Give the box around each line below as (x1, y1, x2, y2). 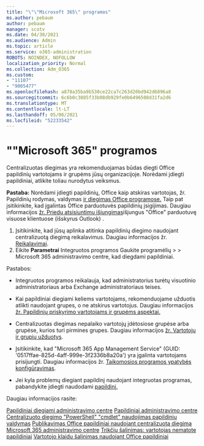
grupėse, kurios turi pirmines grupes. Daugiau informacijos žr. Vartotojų (15, 326, 196, 334)
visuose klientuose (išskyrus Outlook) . (6, 215, 104, 223)
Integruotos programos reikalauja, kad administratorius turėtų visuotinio (15, 277, 196, 284)
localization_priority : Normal (6, 60, 86, 66)
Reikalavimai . (15, 240, 49, 247)
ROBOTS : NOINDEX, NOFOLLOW (6, 55, 75, 61)
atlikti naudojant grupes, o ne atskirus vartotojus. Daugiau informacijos (15, 302, 194, 309)
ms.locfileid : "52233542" (6, 117, 72, 123)
